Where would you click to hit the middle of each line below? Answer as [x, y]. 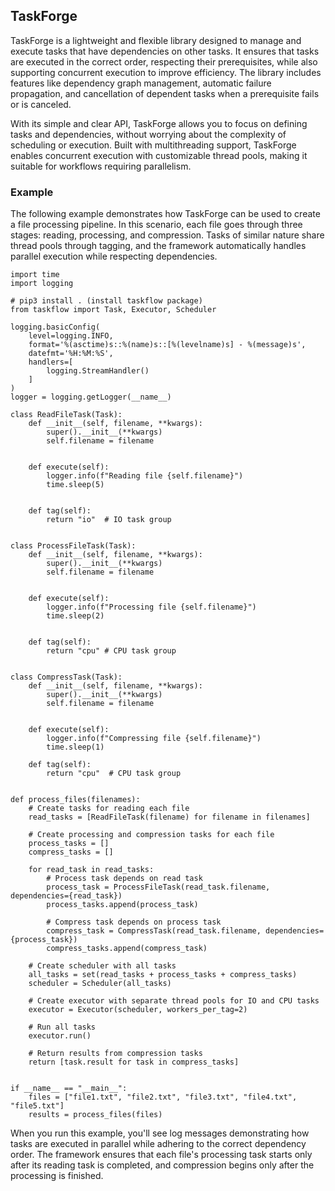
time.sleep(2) [75, 616]
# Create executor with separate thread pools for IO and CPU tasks [174, 1001]
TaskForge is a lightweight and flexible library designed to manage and [156, 40]
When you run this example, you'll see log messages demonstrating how [160, 1133]
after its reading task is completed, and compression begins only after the [162, 1165]
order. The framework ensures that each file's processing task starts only [161, 1155]
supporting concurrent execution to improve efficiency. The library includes [166, 72]
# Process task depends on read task [124, 879]
